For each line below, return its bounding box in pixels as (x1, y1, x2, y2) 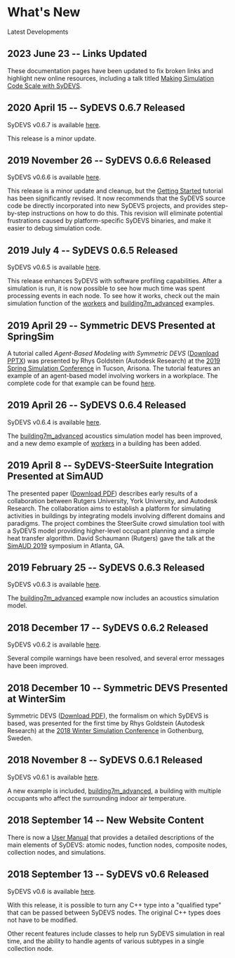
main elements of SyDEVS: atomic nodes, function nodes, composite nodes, (7, 841, 228, 849)
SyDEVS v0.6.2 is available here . (7, 640, 102, 649)
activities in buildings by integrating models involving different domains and (7, 511, 226, 520)
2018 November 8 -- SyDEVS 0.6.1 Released (7, 754, 203, 766)
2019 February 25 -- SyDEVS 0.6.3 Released (7, 562, 205, 574)
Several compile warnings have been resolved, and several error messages (7, 654, 224, 663)
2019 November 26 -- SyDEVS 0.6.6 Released (7, 154, 212, 166)
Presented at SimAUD (7, 470, 104, 482)
